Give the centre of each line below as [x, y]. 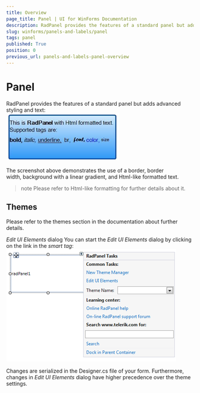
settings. [17, 383]
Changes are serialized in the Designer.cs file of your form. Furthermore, [95, 371]
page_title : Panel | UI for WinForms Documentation [71, 19]
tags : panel [21, 38]
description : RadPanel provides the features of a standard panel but [96, 25]
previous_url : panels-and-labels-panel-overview [68, 57]
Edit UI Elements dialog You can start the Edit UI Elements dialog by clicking [99, 240]
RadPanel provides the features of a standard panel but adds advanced [93, 103]
